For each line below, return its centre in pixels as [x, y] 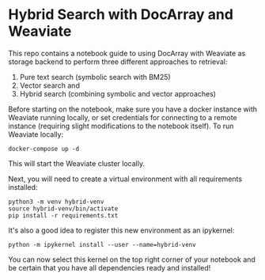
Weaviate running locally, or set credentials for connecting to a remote [123, 117]
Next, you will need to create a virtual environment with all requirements [125, 179]
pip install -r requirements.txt [63, 215]
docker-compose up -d [44, 149]
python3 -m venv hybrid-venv [56, 202]
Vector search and [50, 85]
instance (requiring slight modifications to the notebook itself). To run [121, 126]
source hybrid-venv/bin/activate [63, 208]
